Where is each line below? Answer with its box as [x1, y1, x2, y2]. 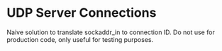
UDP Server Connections [6, 5, 157, 21]
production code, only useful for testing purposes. [6, 35, 154, 43]
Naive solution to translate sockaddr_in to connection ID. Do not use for [6, 28, 216, 36]
